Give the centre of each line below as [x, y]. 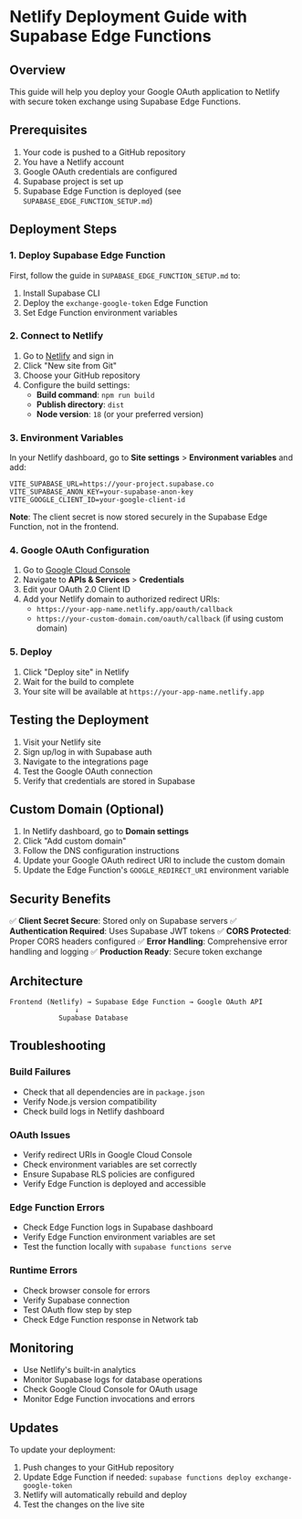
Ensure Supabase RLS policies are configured [109, 1174]
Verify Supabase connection [76, 1300]
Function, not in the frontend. [64, 527]
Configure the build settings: [76, 384]
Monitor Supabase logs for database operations [112, 1379]
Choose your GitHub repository [81, 375]
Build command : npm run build [95, 394]
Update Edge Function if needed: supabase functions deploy [137, 1477]
